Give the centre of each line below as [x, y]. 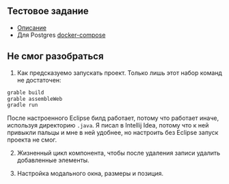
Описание [31, 27]
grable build [26, 92]
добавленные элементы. [53, 160]
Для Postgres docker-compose [61, 35]
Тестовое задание [48, 11]
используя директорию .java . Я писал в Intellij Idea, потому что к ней [108, 125]
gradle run [23, 105]
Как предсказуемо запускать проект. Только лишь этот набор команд [119, 73]
